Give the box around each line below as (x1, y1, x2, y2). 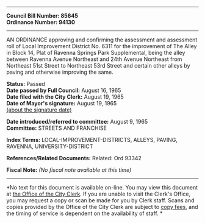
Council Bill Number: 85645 (6, 12, 78, 19)
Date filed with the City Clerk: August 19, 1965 (6, 93, 124, 101)
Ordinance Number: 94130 (6, 19, 75, 26)
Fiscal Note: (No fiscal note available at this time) (6, 166, 132, 174)
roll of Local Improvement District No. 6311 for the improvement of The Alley (6, 43, 197, 49)
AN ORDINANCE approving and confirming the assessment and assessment (6, 36, 198, 43)
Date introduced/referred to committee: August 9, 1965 (6, 118, 148, 125)
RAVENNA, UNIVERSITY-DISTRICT (6, 143, 93, 150)
